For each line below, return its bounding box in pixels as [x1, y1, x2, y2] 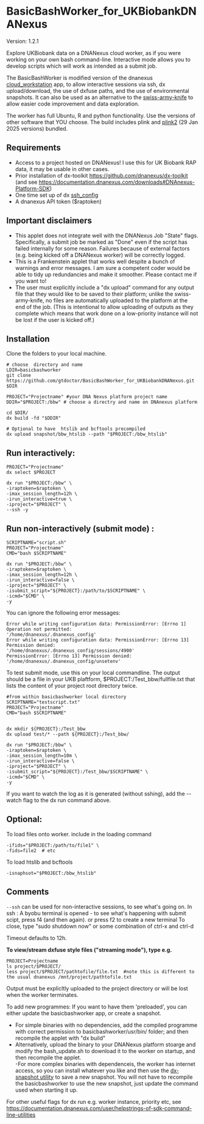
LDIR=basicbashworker [6, 367, 62, 373]
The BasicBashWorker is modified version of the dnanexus [6, 74, 153, 81]
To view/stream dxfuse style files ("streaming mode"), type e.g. [6, 946, 172, 954]
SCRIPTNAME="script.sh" [6, 539, 67, 546]
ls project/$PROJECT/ [6, 963, 62, 969]
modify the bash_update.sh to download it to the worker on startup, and [15, 1047, 195, 1054]
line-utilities [6, 1111, 36, 1119]
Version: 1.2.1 [6, 37, 39, 45]
